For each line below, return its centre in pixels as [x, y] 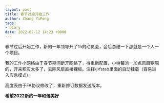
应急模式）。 [21, 75]
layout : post [18, 9]
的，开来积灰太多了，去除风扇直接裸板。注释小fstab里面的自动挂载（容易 [79, 69]
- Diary [13, 28]
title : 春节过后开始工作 [27, 14]
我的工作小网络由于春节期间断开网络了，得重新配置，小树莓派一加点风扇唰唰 [82, 63]
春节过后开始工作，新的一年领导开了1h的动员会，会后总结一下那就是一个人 [80, 46]
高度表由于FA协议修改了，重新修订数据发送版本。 [55, 85]
